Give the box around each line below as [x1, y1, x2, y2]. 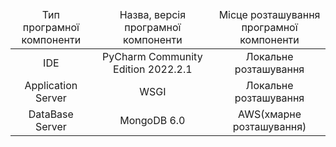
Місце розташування [218, 8, 321, 21]
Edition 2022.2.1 [113, 62, 193, 76]
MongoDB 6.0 [119, 114, 186, 127]
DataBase [28, 107, 74, 121]
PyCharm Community [102, 50, 203, 63]
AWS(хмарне [238, 107, 302, 121]
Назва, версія [119, 8, 187, 21]
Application [24, 79, 78, 92]
